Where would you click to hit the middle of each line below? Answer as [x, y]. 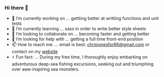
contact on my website [35, 52]
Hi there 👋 [17, 8]
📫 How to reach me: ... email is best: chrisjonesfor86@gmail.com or [81, 45]
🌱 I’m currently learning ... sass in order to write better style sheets [79, 29]
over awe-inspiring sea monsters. [46, 69]
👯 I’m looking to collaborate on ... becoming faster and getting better [81, 34]
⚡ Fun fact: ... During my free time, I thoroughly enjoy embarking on [80, 57]
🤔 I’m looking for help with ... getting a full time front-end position [77, 39]
